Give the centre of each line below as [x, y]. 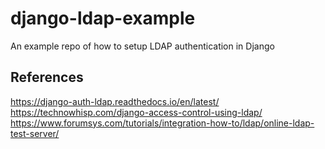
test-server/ [35, 133]
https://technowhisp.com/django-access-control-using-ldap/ [136, 112]
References [47, 77]
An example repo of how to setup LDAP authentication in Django [142, 46]
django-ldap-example [103, 18]
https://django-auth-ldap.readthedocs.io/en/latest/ [115, 101]
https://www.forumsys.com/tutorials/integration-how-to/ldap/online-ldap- [162, 123]
